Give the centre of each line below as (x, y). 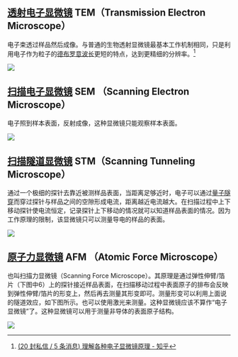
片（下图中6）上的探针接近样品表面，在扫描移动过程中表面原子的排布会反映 (118, 284)
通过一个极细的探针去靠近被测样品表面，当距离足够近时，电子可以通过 (110, 193)
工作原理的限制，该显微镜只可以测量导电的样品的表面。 (88, 219)
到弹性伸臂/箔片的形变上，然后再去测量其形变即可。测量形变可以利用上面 (114, 293)
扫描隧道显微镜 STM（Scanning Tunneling (101, 161)
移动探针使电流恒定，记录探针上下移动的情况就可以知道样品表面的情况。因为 (119, 211)
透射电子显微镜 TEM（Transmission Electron (107, 13)
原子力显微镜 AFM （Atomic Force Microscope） (115, 257)
